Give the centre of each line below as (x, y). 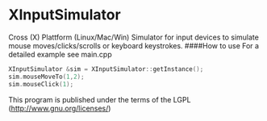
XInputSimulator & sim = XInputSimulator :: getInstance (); (106, 69)
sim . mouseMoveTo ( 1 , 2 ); (46, 77)
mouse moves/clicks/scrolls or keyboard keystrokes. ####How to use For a (134, 45)
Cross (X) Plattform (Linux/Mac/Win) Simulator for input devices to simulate (134, 37)
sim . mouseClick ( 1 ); (41, 84)
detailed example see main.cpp (60, 54)
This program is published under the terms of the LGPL (100, 99)
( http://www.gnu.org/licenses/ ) (60, 108)
